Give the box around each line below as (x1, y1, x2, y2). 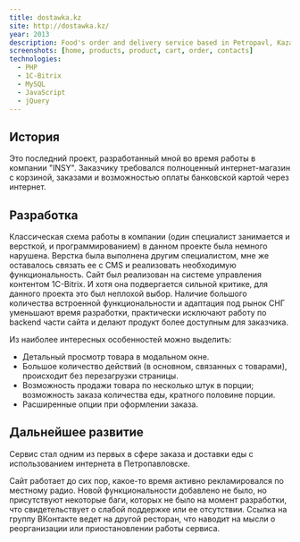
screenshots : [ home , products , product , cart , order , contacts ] (9, 47, 254, 55)
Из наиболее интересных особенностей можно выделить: (9, 335, 232, 344)
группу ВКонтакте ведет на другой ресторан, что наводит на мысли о (9, 513, 276, 524)
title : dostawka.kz (9, 13, 82, 22)
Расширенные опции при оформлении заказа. (21, 399, 199, 410)
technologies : (9, 55, 62, 64)
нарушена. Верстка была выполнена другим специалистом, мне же (9, 250, 270, 260)
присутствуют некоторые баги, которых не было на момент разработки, (9, 494, 287, 505)
